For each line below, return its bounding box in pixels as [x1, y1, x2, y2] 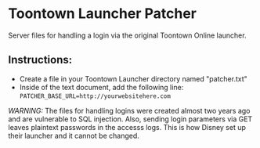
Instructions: [8, 53, 73, 67]
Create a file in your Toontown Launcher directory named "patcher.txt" [19, 74, 248, 83]
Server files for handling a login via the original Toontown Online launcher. [8, 31, 247, 40]
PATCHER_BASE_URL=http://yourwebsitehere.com [19, 92, 171, 100]
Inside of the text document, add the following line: [19, 82, 184, 92]
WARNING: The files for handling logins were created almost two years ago [8, 106, 251, 115]
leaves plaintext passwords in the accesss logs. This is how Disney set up [8, 122, 247, 132]
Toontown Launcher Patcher [8, 5, 197, 23]
